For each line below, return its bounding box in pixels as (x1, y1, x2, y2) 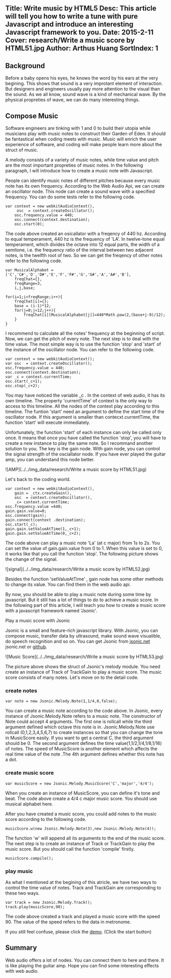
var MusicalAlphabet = (5, 268, 54, 273)
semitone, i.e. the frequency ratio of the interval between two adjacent (5, 247, 154, 253)
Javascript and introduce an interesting (5, 20, 134, 29)
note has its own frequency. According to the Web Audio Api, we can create (5, 183, 165, 189)
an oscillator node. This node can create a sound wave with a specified (5, 189, 155, 195)
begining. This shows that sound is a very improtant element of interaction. (5, 80, 163, 86)
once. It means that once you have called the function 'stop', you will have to (5, 435, 166, 441)
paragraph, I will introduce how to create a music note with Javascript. (5, 168, 154, 174)
